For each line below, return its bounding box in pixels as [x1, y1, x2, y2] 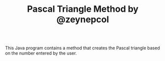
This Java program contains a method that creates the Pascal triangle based [5, 45, 160, 51]
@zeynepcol [56, 14, 109, 25]
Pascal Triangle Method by [27, 3, 139, 15]
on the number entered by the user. [5, 50, 77, 56]
